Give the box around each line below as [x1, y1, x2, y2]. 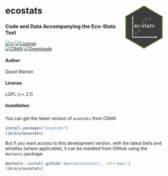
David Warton [5, 68, 33, 75]
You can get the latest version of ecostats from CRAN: [5, 115, 117, 121]
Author [5, 58, 20, 64]
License [5, 80, 22, 86]
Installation [5, 103, 29, 109]
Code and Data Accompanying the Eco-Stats [5, 23, 116, 30]
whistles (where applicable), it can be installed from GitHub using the [5, 145, 147, 151]
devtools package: [5, 150, 44, 156]
